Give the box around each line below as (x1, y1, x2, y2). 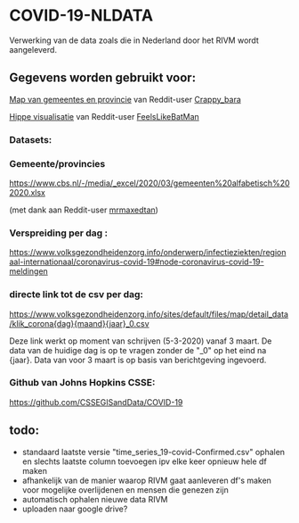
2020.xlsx (9, 187, 46, 197)
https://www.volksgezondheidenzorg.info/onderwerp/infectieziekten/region (9, 247, 287, 258)
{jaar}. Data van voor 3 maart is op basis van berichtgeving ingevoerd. (9, 354, 267, 365)
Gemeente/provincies (9, 157, 106, 170)
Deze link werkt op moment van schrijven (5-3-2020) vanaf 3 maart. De (9, 336, 272, 346)
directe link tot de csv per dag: (9, 288, 144, 301)
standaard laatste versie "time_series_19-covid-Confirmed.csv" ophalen (21, 446, 286, 457)
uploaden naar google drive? (21, 503, 128, 514)
